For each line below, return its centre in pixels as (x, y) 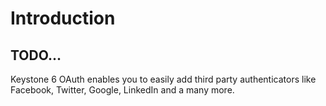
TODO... (36, 55)
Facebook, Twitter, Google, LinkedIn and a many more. (122, 90)
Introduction (63, 18)
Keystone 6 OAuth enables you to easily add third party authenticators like (163, 79)
